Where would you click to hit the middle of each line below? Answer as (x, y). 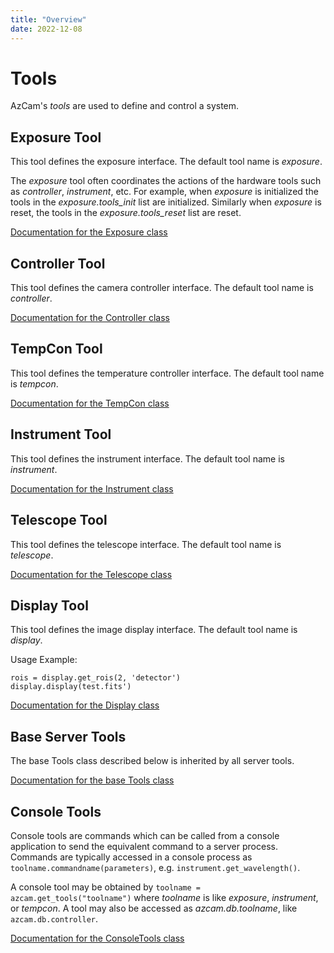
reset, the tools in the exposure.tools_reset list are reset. (126, 213)
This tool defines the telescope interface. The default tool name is (146, 544)
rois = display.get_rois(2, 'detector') (96, 678)
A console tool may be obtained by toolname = (106, 887)
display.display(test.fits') (71, 687)
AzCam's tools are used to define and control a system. (125, 106)
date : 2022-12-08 (46, 29)
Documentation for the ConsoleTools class (97, 938)
